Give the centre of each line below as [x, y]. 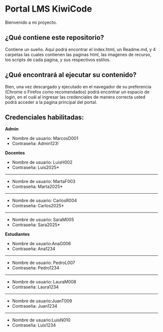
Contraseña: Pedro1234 [36, 268]
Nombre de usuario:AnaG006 [41, 244]
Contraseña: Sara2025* [36, 225]
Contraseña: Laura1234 [35, 287]
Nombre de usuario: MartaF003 [44, 182]
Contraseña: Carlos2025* [38, 206]
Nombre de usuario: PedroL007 [43, 263]
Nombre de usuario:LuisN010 [41, 320]
